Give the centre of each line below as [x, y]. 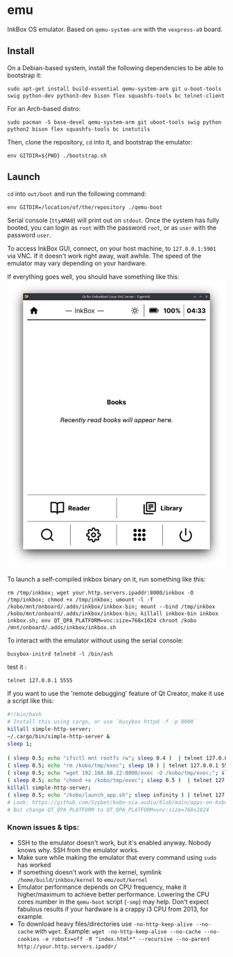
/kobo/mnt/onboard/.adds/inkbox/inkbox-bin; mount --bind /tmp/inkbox [111, 607]
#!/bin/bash [24, 715]
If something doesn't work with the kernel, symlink [89, 872]
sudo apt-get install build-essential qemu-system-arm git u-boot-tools [114, 89]
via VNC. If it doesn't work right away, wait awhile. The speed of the [104, 256]
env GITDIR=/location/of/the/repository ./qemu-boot [85, 207]
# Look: [18, 802]
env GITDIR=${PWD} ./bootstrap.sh [57, 156]
